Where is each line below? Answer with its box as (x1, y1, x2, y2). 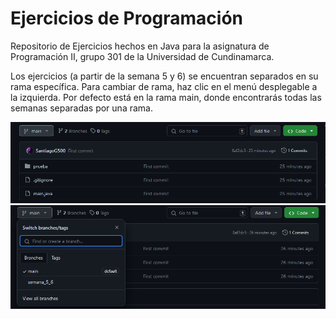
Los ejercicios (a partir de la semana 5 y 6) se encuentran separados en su (10, 70, 319, 82)
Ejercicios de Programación (10, 7, 244, 30)
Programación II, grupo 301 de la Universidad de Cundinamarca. (10, 50, 275, 62)
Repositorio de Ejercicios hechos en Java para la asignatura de (10, 40, 270, 52)
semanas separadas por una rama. (10, 102, 153, 114)
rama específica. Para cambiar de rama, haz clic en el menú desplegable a (10, 80, 318, 92)
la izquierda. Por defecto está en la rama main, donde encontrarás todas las (10, 91, 322, 103)
